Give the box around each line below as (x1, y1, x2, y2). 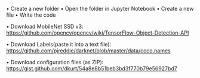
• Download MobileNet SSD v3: (6, 23, 84, 30)
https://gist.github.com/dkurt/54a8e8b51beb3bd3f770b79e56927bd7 (6, 65, 177, 72)
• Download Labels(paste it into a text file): (6, 41, 112, 48)
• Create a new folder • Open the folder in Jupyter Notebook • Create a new (6, 5, 194, 12)
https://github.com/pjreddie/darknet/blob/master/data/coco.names (6, 47, 171, 54)
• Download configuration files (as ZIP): (6, 59, 104, 65)
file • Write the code (6, 11, 56, 18)
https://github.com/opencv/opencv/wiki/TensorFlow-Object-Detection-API (6, 29, 189, 36)
